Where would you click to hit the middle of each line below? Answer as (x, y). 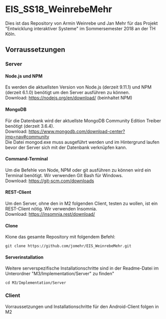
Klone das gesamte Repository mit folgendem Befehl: (60, 237)
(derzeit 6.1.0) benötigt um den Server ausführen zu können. (67, 93)
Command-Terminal (27, 159)
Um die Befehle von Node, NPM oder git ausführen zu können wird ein (78, 170)
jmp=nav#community (27, 136)
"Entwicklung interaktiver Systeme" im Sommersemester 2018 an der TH (80, 28)
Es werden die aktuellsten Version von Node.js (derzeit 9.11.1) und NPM (78, 87)
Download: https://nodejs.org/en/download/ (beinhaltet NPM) (69, 98)
